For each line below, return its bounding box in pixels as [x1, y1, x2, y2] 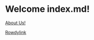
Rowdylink [5, 29, 26, 35]
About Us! [5, 20, 26, 26]
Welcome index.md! [5, 3, 90, 15]
